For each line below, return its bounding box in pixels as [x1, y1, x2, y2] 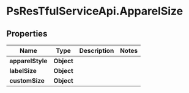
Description [79, 47, 114, 55]
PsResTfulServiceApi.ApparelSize [6, 4, 183, 18]
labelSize [9, 67, 37, 75]
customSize [9, 77, 45, 84]
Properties [6, 29, 48, 39]
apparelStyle [9, 57, 48, 65]
